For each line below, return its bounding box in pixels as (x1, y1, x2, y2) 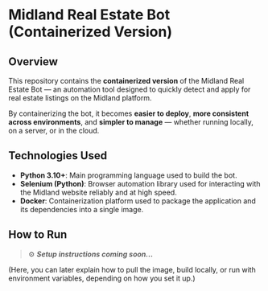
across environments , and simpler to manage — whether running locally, (8, 117, 254, 126)
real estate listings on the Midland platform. (8, 93, 152, 102)
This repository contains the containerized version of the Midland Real (8, 76, 245, 85)
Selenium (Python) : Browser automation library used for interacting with (19, 178, 261, 188)
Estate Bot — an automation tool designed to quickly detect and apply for (8, 84, 251, 94)
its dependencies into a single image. (19, 204, 144, 214)
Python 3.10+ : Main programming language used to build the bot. (19, 170, 237, 180)
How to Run (8, 227, 68, 242)
